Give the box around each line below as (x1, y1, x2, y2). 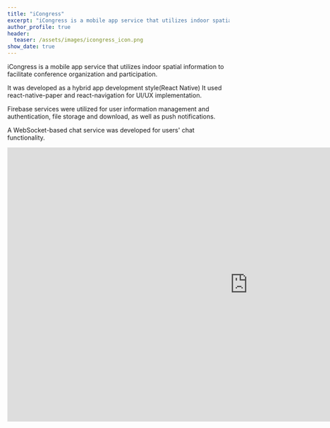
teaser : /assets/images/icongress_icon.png (13, 37, 143, 44)
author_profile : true (7, 23, 71, 30)
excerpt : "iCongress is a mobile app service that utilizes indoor (7, 17, 210, 24)
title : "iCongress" (7, 10, 65, 18)
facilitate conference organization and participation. (7, 70, 158, 78)
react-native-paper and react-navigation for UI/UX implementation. (7, 91, 202, 99)
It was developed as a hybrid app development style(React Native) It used (7, 84, 222, 92)
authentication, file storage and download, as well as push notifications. (7, 112, 216, 121)
